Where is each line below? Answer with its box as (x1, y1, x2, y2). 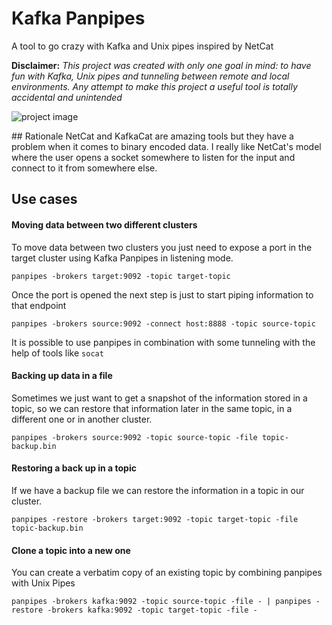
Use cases (11, 191, 78, 208)
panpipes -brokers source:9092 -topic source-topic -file (11, 432, 258, 442)
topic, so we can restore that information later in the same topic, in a (11, 402, 293, 414)
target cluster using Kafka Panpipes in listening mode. (11, 252, 234, 264)
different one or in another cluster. (11, 413, 153, 425)
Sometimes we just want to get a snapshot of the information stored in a (11, 392, 308, 404)
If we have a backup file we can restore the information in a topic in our (11, 484, 305, 496)
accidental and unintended (11, 91, 123, 103)
